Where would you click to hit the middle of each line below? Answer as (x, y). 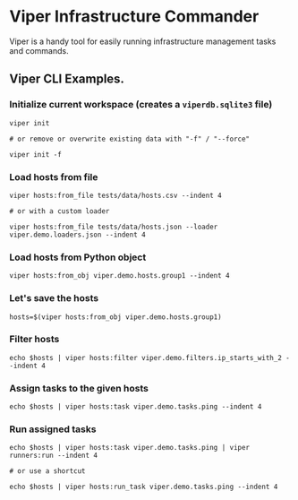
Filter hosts (34, 340)
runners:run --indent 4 (54, 456)
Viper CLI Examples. (67, 79)
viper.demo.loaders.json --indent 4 (77, 235)
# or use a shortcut (48, 471)
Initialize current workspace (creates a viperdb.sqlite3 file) (141, 105)
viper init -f (36, 154)
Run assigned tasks (53, 429)
